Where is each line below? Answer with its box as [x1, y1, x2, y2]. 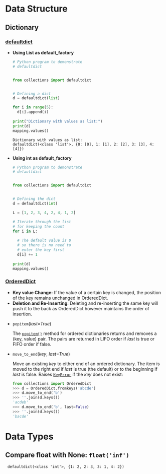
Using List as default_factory [12, 49, 74, 55]
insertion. [12, 311, 33, 317]
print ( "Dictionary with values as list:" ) [12, 119, 103, 124]
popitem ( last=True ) [12, 320, 52, 326]
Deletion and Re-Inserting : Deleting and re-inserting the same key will [12, 300, 158, 306]
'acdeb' [12, 400, 29, 405]
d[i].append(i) [17, 109, 49, 115]
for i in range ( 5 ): [12, 105, 54, 110]
